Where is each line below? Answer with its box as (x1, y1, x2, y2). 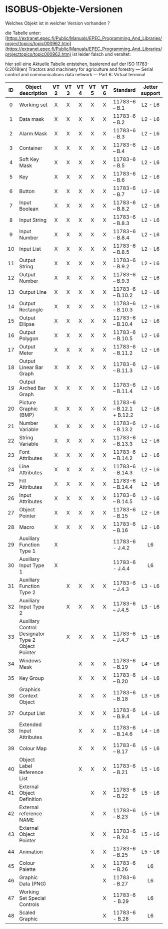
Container (19, 144, 42, 151)
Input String (19, 217, 47, 224)
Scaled (19, 909, 36, 916)
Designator (19, 630, 45, 637)
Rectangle (19, 306, 43, 313)
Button (19, 188, 35, 195)
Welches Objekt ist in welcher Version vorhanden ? (5, 20, 110, 26)
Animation (19, 848, 43, 855)
